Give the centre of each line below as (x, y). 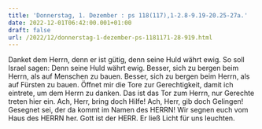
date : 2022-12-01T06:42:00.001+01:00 (70, 23)
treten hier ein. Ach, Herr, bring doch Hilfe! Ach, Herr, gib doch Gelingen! (126, 101)
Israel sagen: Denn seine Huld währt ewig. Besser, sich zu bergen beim (124, 68)
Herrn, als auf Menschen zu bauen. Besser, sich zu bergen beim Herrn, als (129, 76)
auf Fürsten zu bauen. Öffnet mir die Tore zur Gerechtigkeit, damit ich (121, 85)
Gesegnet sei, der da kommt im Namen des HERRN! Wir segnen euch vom (128, 110)
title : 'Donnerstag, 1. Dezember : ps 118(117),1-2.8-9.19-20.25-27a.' (128, 15)
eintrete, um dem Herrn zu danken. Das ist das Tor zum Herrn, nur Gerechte (131, 93)
